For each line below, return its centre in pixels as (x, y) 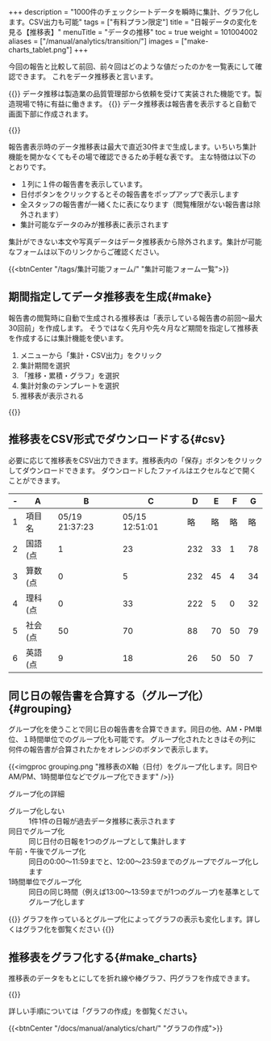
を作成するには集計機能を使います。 (68, 338)
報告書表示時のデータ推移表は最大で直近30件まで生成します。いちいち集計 (133, 147)
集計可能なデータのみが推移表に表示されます (94, 224)
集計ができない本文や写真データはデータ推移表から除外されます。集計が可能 (135, 242)
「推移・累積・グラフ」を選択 (69, 375)
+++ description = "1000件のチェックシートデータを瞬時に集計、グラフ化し (134, 12)
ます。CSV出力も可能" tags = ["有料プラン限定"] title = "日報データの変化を (133, 22)
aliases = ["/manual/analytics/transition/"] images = (94, 41)
